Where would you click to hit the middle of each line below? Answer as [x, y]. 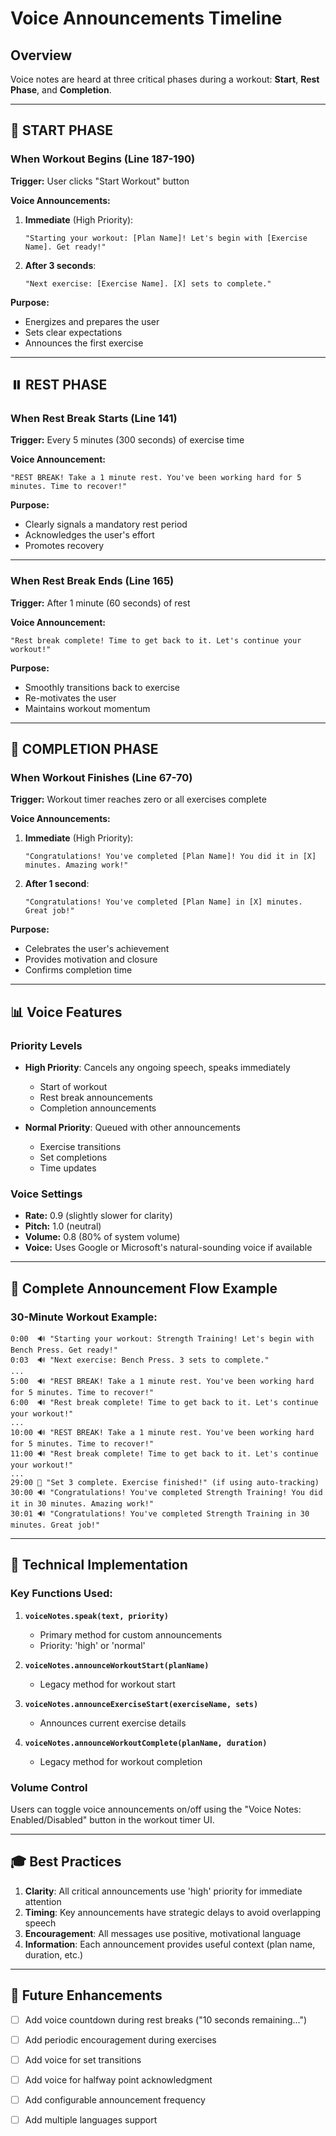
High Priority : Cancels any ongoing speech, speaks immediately [157, 1068]
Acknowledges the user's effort [89, 535]
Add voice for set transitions [83, 2059]
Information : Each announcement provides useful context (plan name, [170, 1944]
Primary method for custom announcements [131, 1634]
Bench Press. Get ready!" [64, 1350]
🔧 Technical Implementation [99, 1565]
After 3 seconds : [60, 265]
